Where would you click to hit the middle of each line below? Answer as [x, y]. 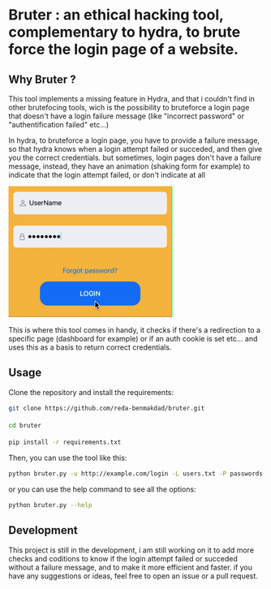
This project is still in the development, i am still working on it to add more [131, 550]
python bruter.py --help [50, 505]
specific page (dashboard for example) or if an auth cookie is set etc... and [133, 339]
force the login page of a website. [124, 49]
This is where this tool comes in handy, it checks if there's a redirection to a [135, 330]
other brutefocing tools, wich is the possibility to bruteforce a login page [129, 107]
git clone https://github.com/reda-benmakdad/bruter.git [107, 408]
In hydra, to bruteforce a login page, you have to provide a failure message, [134, 140]
